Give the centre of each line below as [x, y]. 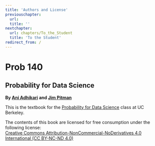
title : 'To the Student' [35, 38]
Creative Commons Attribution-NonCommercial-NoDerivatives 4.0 [73, 132]
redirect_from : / [23, 42]
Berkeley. [15, 112]
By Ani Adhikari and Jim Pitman [38, 97]
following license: [23, 127]
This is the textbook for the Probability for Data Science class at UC [74, 107]
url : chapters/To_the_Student [41, 33]
